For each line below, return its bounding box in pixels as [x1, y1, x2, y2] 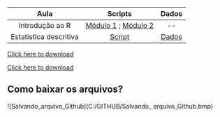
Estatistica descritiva [10, 32, 79, 41]
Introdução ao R [18, 21, 71, 30]
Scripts [107, 9, 133, 18]
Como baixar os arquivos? [7, 84, 124, 95]
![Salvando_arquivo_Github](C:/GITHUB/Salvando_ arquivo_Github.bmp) [7, 102, 214, 110]
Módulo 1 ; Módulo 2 [85, 21, 154, 30]
